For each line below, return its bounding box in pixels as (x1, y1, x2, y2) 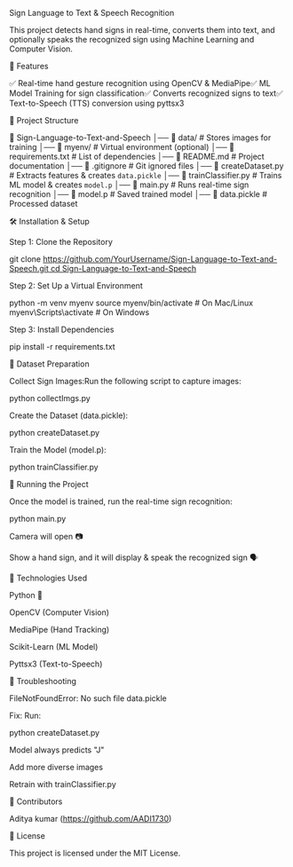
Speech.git (9, 264, 49, 273)
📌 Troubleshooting (9, 676, 77, 686)
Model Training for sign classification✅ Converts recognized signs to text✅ (9, 88, 283, 99)
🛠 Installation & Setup (9, 217, 91, 226)
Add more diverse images (9, 762, 104, 772)
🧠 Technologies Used (9, 572, 87, 583)
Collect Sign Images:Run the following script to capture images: (9, 376, 242, 386)
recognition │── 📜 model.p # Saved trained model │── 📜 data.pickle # (9, 189, 268, 199)
